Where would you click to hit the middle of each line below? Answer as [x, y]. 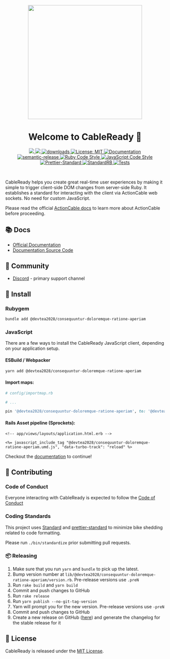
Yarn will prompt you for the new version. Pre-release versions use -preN [88, 606]
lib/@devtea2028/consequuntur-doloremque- [110, 575]
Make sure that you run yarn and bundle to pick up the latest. [76, 569]
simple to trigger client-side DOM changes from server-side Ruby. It [76, 187]
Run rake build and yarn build [45, 585]
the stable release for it [37, 623]
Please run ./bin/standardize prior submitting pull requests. [68, 542]
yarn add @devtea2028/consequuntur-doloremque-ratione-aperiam [73, 371]
